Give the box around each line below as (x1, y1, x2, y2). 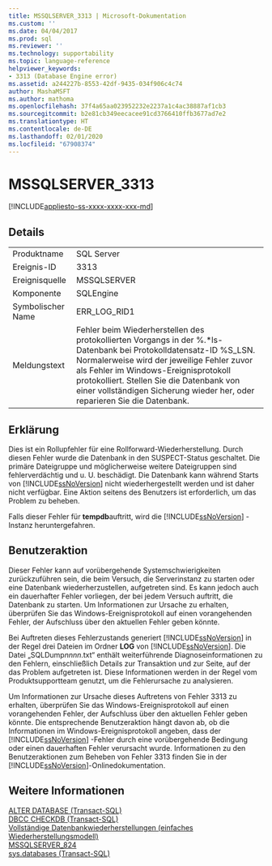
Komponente (12, 288, 62, 299)
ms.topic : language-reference (8, 58, 111, 66)
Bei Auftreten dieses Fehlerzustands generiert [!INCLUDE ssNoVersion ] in (8, 632, 253, 642)
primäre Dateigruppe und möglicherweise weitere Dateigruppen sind (8, 461, 237, 471)
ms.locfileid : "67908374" (8, 139, 96, 148)
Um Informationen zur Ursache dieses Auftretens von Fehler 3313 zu (8, 691, 237, 701)
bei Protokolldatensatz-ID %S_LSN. (119, 345, 256, 356)
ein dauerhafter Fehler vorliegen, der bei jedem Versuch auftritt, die (8, 591, 233, 601)
